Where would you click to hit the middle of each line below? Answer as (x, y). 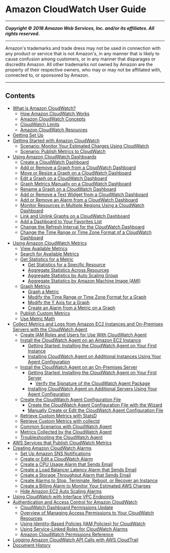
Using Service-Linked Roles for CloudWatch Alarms (74, 529)
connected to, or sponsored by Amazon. (47, 75)
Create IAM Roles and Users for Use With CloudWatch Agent (83, 335)
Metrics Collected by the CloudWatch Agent (66, 432)
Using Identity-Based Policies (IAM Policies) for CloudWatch (83, 524)
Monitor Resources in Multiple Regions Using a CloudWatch (82, 205)
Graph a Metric (43, 291)
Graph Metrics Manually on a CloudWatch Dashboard (76, 183)
